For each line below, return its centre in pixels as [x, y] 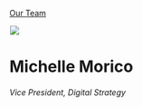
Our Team [28, 13]
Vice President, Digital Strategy [68, 92]
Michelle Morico [71, 67]
